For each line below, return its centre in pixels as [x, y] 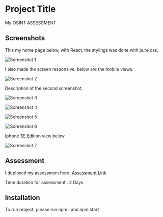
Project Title [30, 9]
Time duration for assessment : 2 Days [44, 182]
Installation [23, 198]
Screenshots [25, 38]
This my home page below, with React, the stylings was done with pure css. [82, 50]
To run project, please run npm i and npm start [52, 210]
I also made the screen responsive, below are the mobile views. [69, 69]
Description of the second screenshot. [44, 88]
